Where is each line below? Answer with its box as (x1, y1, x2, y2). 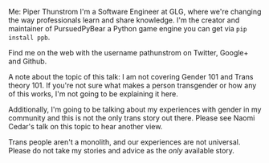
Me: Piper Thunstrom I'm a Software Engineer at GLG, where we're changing (8, 7, 262, 16)
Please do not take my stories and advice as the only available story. (8, 146, 235, 155)
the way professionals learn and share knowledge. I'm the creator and (8, 15, 240, 25)
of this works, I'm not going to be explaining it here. (8, 89, 178, 99)
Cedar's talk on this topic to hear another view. (8, 122, 163, 131)
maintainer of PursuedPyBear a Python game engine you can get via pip (8, 24, 247, 33)
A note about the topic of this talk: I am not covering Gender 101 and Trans (8, 72, 254, 81)
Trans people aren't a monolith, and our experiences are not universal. (8, 137, 241, 147)
